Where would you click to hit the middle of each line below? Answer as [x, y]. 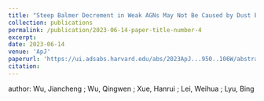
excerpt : [22, 37]
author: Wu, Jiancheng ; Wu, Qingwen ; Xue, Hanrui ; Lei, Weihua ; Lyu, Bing [131, 88]
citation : [24, 67]
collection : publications [50, 23]
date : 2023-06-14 [37, 45]
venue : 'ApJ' [29, 52]
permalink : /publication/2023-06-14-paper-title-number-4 [105, 30]
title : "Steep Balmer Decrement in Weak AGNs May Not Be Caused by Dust [130, 15]
